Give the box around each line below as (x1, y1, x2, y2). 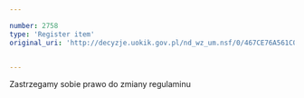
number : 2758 (9, 21, 59, 30)
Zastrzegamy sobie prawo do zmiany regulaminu (9, 79, 192, 90)
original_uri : (9, 38, 63, 47)
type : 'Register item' (9, 29, 95, 39)
